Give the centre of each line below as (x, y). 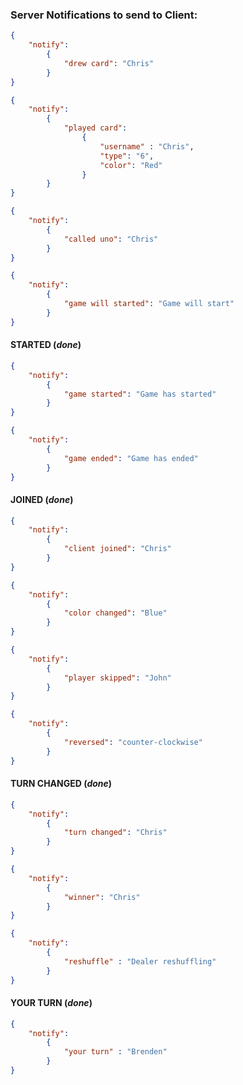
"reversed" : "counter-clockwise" (133, 742)
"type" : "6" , (127, 156)
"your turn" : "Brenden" (115, 1052)
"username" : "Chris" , (147, 146)
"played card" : (95, 128)
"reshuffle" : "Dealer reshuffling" (140, 961)
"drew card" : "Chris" (109, 63)
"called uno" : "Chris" (111, 239)
